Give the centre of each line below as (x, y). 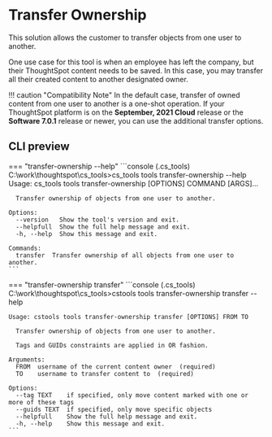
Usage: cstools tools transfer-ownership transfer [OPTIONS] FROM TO (129, 317)
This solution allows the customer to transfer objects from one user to (125, 37)
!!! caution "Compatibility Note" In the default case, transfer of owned (125, 94)
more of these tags (41, 402)
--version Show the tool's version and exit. (98, 220)
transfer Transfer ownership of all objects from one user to (125, 255)
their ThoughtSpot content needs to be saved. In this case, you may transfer (136, 70)
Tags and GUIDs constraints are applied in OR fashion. (112, 345)
